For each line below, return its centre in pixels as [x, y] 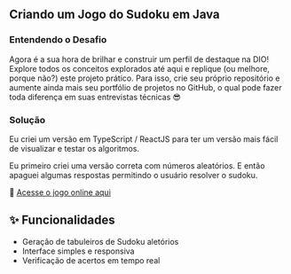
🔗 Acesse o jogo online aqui [60, 192]
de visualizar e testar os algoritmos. [75, 148]
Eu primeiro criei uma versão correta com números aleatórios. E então [137, 165]
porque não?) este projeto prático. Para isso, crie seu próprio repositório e [145, 78]
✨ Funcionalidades [62, 220]
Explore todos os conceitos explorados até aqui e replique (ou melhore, [140, 68]
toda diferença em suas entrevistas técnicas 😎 [95, 97]
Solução [28, 120]
